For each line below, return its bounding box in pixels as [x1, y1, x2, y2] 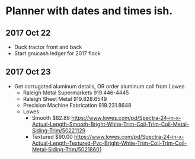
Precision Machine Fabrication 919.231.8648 [23, 101, 132, 109]
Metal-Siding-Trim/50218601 [31, 145, 102, 152]
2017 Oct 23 [5, 67, 51, 77]
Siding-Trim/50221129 [31, 126, 86, 134]
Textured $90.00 [31, 133, 73, 140]
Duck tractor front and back [14, 43, 82, 50]
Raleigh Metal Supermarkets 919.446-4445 [23, 89, 129, 96]
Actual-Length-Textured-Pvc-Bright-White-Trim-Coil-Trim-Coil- [31, 139, 187, 147]
